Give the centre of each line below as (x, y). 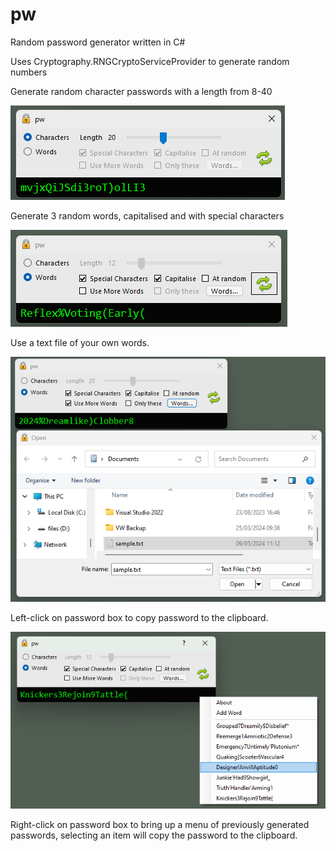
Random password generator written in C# (98, 42)
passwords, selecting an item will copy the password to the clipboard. (154, 835)
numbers (29, 72)
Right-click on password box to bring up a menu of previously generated (160, 824)
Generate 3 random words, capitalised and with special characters (147, 215)
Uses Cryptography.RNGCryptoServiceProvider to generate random (150, 61)
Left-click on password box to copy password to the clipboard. (139, 617)
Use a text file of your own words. (80, 342)
